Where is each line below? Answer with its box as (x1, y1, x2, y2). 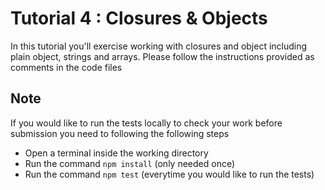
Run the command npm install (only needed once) (24, 157, 236, 169)
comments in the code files (10, 61, 123, 73)
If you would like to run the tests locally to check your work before (10, 117, 283, 129)
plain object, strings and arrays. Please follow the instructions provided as (10, 50, 315, 62)
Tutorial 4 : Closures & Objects (10, 7, 268, 30)
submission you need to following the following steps (10, 127, 230, 139)
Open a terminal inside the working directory (24, 147, 209, 159)
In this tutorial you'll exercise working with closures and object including (10, 40, 308, 52)
